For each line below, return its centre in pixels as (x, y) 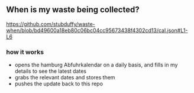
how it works (25, 52)
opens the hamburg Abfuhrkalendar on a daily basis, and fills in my (96, 65)
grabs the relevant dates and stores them (65, 78)
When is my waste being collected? (73, 10)
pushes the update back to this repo (59, 84)
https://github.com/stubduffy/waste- (51, 24)
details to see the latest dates (51, 71)
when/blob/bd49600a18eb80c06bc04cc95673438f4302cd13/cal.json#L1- (97, 30)
